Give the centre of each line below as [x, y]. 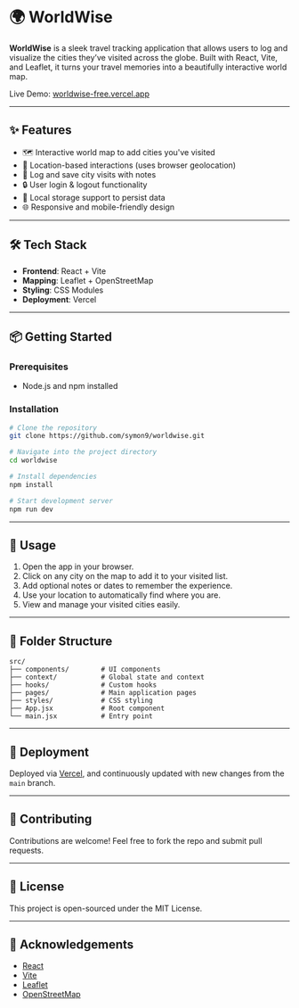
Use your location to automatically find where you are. [121, 595]
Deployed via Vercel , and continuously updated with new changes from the [147, 773]
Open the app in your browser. [78, 566]
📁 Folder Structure [61, 641]
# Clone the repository [53, 428]
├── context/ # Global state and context [107, 678]
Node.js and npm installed [70, 386]
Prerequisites [39, 367]
